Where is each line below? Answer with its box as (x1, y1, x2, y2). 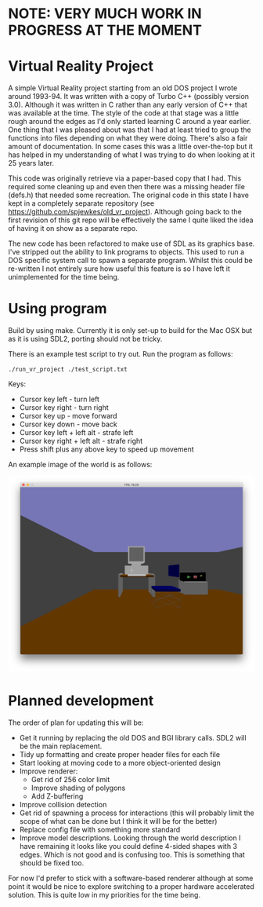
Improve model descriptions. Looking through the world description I (19, 833, 241, 843)
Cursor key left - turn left (19, 394, 100, 404)
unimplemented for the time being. (8, 272, 120, 282)
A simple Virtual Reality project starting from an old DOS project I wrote (8, 83, 238, 93)
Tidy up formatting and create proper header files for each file (19, 750, 221, 759)
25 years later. (8, 159, 55, 168)
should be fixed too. (19, 858, 85, 868)
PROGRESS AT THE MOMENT (8, 21, 202, 39)
